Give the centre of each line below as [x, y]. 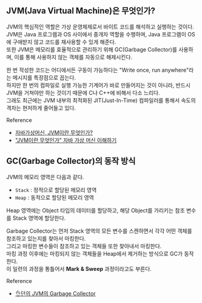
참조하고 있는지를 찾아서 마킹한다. [46, 238]
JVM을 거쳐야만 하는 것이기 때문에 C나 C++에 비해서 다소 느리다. [83, 92]
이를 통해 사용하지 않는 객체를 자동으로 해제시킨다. [73, 57]
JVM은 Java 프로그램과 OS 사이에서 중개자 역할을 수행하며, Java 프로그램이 [96, 34]
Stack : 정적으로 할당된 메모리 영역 [56, 189]
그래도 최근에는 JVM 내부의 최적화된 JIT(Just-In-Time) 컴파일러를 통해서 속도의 [101, 100]
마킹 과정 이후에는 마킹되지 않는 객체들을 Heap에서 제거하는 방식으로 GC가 [95, 253]
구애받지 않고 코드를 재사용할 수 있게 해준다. [64, 42]
